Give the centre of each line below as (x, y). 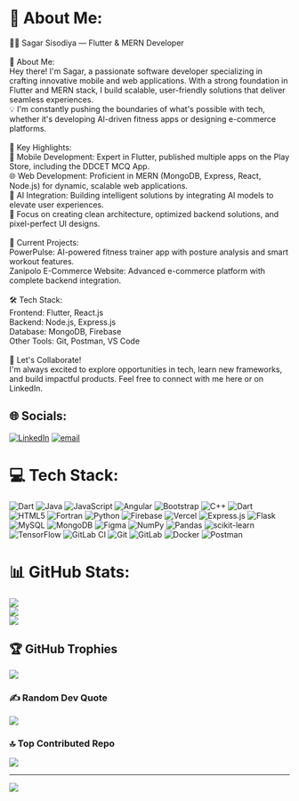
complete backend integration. (65, 280)
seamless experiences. (52, 99)
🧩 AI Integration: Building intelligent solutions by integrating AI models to (141, 195)
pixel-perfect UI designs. (55, 223)
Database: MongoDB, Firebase (65, 331)
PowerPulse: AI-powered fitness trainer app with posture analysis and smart (149, 252)
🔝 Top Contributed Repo (62, 743)
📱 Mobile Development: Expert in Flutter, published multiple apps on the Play (149, 157)
